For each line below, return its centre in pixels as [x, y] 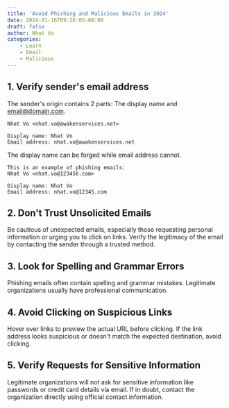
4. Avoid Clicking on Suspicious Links [90, 312]
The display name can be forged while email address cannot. [94, 155]
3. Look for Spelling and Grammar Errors [96, 266]
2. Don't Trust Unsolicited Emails [79, 213]
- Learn [31, 46]
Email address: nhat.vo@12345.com [57, 192]
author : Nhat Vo [31, 33]
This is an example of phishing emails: [67, 167]
